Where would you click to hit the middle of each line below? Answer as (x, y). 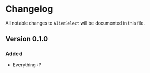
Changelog (29, 9)
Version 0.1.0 (27, 39)
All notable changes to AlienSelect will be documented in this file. (75, 23)
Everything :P (27, 65)
